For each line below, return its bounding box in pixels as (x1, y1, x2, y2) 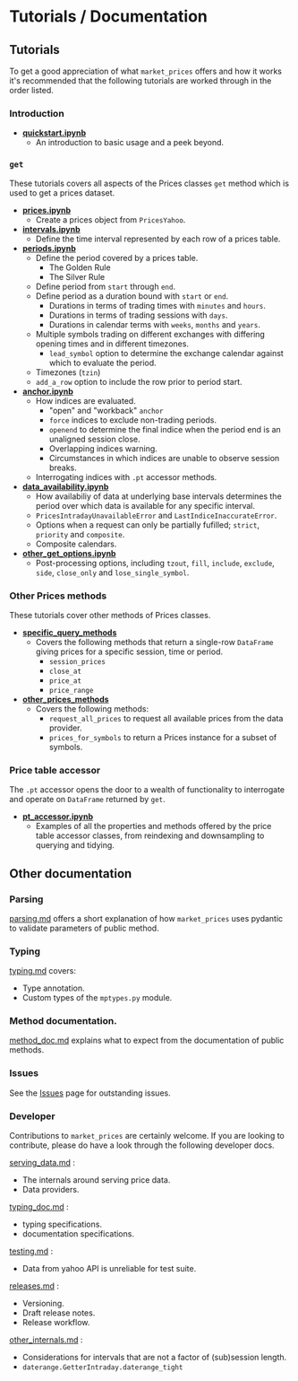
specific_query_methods (21, 626, 117, 638)
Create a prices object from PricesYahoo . (35, 214, 186, 225)
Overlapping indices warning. (48, 442, 158, 454)
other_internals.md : (9, 1334, 83, 1345)
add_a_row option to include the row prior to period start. (35, 376, 243, 387)
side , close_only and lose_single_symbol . (35, 567, 190, 578)
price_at (48, 676, 82, 686)
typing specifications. (21, 1219, 103, 1230)
